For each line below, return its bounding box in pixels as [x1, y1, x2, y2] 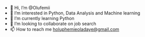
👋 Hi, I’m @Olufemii [10, 5, 50, 10]
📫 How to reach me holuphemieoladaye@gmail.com [10, 26, 119, 32]
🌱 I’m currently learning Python [10, 15, 75, 21]
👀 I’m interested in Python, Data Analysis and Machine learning [10, 10, 140, 16]
